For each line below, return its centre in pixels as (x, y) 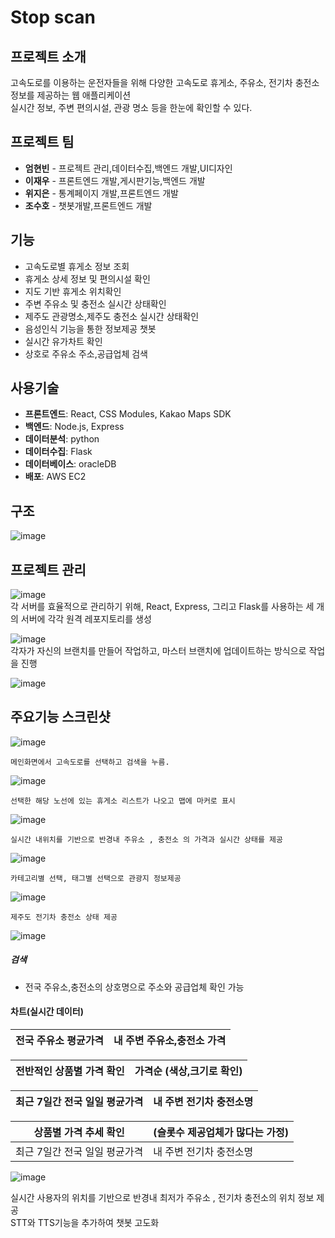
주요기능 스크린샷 (60, 717)
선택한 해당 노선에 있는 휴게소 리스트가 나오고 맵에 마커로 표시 (123, 801)
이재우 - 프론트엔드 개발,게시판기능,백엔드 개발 (115, 180)
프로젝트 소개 (48, 56)
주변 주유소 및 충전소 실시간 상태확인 (95, 303)
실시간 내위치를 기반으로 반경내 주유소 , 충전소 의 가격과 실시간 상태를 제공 (146, 839)
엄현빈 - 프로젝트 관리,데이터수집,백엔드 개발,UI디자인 (128, 168)
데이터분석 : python (62, 439)
